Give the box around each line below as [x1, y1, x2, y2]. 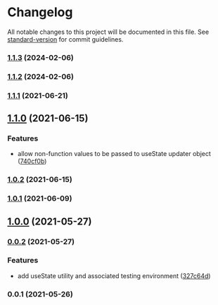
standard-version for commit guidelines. [7, 35, 124, 43]
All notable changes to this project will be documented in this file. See [7, 28, 210, 36]
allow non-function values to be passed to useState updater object [17, 150, 211, 158]
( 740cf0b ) [17, 157, 47, 166]
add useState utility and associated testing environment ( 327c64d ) [17, 271, 211, 280]
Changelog [7, 4, 73, 20]
